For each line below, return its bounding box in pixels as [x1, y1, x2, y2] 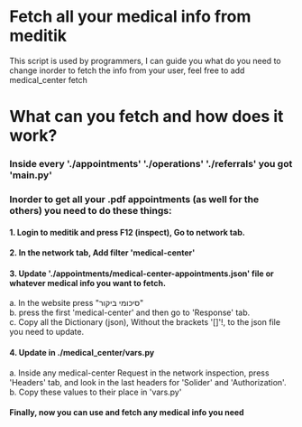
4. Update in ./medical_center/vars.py [9, 347, 155, 357]
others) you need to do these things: [9, 204, 172, 217]
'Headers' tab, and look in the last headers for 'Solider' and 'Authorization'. [9, 376, 287, 387]
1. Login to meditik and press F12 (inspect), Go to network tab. [9, 227, 245, 237]
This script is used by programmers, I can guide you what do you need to [9, 55, 281, 66]
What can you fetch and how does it [9, 107, 284, 127]
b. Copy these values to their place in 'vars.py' [9, 386, 182, 397]
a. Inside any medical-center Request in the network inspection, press [9, 367, 270, 378]
